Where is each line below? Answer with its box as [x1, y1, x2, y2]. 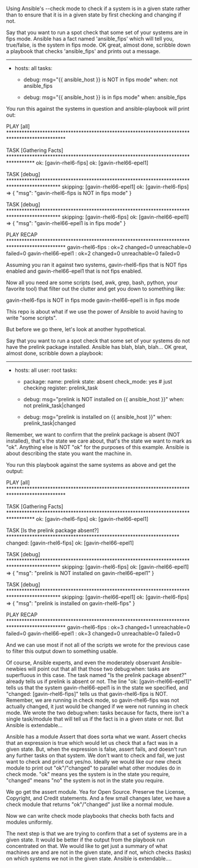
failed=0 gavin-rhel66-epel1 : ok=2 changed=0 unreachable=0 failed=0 [6, 250, 180, 257]
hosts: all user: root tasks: [14, 367, 78, 374]
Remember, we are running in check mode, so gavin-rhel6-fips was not [6, 697, 180, 704]
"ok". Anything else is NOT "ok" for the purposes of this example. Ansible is [6, 444, 190, 450]
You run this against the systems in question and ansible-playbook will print [6, 105, 190, 112]
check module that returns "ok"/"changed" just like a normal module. [6, 801, 174, 808]
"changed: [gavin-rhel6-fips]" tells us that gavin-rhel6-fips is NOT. [6, 691, 168, 697]
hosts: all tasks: [14, 65, 53, 71]
